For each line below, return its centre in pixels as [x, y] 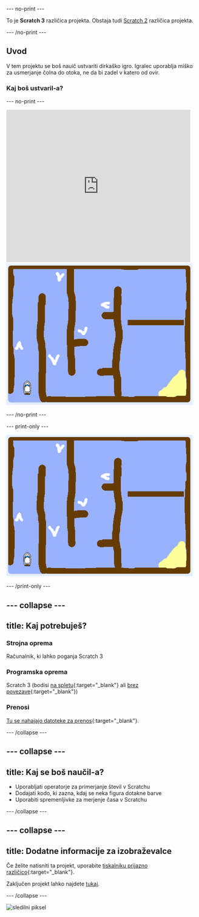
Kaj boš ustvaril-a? [35, 88]
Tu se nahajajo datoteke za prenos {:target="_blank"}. [73, 720]
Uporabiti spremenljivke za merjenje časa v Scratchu [81, 799]
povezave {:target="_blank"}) [42, 692]
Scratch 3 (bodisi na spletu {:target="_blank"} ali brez [73, 685]
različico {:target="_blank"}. [40, 872]
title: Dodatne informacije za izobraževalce [89, 851]
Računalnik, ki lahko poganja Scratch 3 [55, 656]
